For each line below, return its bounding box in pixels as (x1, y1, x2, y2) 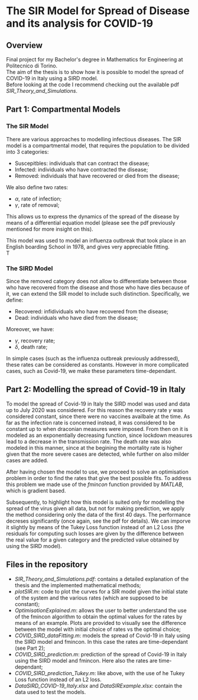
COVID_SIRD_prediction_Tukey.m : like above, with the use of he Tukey (14, 669, 185, 676)
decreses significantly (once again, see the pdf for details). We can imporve (6, 517, 191, 524)
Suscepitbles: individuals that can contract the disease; (14, 160, 150, 167)
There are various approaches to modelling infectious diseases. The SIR (6, 135, 181, 142)
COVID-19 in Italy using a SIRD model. (6, 75, 99, 82)
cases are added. (6, 456, 48, 464)
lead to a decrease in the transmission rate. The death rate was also (6, 437, 171, 445)
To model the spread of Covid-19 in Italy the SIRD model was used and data (6, 400, 190, 407)
